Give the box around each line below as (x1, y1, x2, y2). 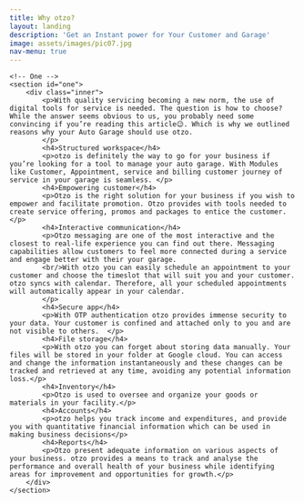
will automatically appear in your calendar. (9, 287, 185, 297)
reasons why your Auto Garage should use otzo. (9, 128, 194, 137)
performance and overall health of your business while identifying (9, 462, 275, 471)
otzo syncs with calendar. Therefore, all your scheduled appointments (9, 279, 287, 288)
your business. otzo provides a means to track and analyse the (9, 454, 258, 464)
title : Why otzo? (9, 13, 76, 23)
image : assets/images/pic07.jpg (9, 38, 132, 48)
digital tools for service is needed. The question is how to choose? (9, 104, 283, 114)
